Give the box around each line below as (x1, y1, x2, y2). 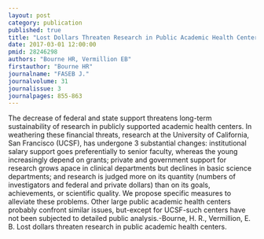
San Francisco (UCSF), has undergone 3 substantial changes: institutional (8, 138, 247, 148)
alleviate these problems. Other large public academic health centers (8, 197, 232, 207)
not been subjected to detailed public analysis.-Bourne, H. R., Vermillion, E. (8, 214, 251, 223)
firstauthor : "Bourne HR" (8, 63, 93, 71)
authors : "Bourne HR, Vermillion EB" (8, 56, 132, 64)
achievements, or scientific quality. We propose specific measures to (8, 189, 232, 198)
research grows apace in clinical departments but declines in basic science (8, 164, 252, 173)
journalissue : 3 (8, 84, 61, 93)
